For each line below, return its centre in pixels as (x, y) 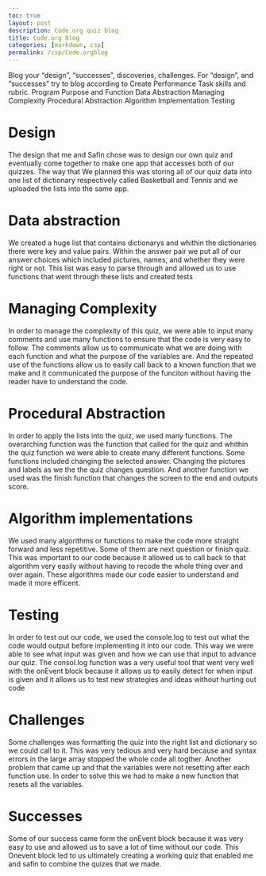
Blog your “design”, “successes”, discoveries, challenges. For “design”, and (131, 75)
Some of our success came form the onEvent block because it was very (126, 838)
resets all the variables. (46, 784)
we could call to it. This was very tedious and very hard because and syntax (132, 750)
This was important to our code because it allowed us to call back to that (127, 557)
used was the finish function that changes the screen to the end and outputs (133, 477)
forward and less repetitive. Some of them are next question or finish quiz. (130, 549)
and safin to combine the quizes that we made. (85, 863)
